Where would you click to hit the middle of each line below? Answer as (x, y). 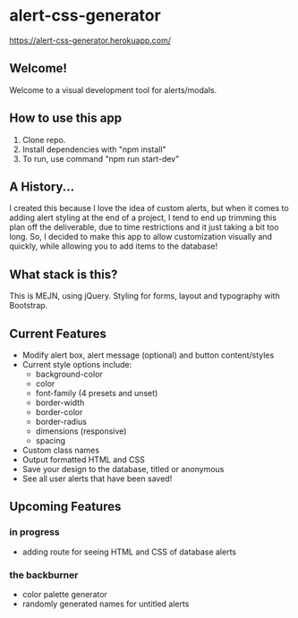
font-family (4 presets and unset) (97, 393)
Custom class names (61, 450)
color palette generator (64, 594)
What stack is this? (64, 274)
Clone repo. (44, 140)
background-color (69, 374)
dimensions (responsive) (81, 431)
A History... (42, 186)
